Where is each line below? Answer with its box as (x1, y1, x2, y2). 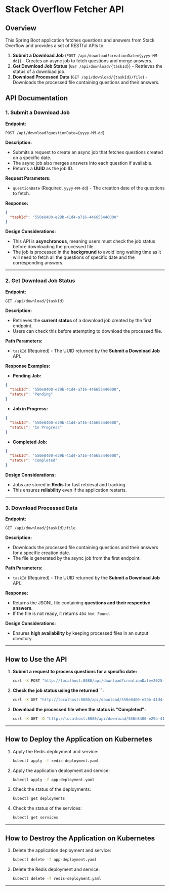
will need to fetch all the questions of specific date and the (12, 254, 135, 260)
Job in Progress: (12, 406, 48, 412)
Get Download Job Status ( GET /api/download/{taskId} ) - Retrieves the (12, 63, 163, 69)
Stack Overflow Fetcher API (5, 4, 124, 15)
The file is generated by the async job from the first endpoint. (12, 555, 141, 561)
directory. (12, 636, 33, 642)
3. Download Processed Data (5, 505, 78, 512)
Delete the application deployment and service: (12, 847, 111, 853)
